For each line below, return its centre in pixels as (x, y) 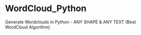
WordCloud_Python (46, 9)
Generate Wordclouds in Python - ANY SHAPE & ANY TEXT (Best (70, 22)
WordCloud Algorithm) (28, 27)
